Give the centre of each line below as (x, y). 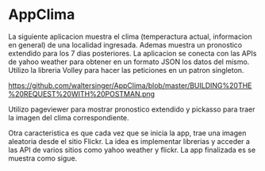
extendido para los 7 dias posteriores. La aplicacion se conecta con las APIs (132, 53)
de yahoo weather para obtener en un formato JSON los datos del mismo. (129, 62)
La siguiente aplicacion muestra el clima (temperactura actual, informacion (130, 36)
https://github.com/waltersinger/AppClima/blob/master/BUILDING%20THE (130, 85)
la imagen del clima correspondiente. (69, 117)
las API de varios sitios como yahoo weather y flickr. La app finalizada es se (132, 150)
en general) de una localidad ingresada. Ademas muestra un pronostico (125, 44)
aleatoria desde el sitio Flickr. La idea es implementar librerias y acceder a (129, 141)
